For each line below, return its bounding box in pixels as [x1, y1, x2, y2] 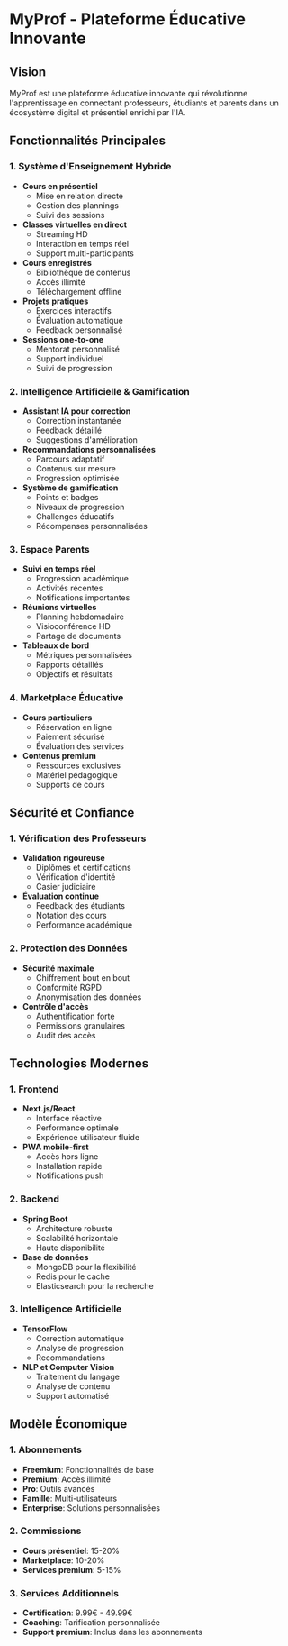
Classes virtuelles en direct [22, 219, 128, 230]
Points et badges [35, 491, 99, 502]
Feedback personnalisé [35, 325, 123, 335]
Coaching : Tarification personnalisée [22, 1617, 160, 1628]
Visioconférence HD [35, 621, 111, 632]
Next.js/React [22, 1103, 76, 1114]
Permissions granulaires [35, 1020, 126, 1031]
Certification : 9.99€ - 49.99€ [22, 1607, 133, 1618]
